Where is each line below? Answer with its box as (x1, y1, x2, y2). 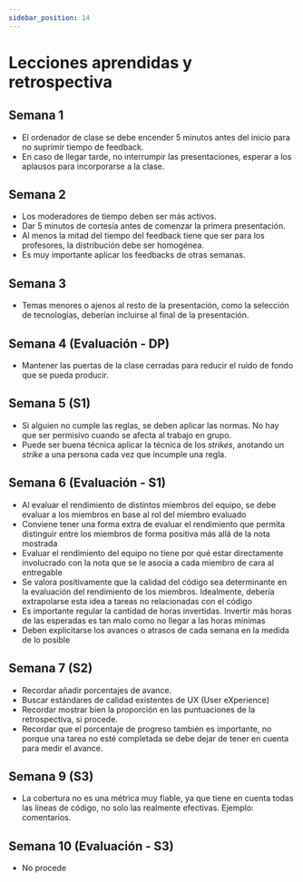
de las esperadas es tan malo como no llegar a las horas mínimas (21, 614, 266, 626)
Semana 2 (8, 187, 67, 202)
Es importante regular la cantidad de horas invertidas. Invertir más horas (21, 605, 292, 616)
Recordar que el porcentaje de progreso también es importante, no (21, 723, 272, 734)
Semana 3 (8, 276, 67, 291)
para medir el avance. (21, 742, 103, 753)
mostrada (21, 537, 58, 549)
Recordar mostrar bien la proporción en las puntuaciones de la (21, 704, 256, 715)
